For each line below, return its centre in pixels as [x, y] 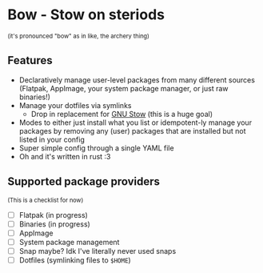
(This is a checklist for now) [46, 200]
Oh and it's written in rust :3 [65, 156]
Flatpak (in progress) [54, 215]
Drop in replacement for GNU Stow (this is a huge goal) [122, 114]
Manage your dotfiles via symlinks [75, 105]
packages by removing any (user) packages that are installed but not [132, 130]
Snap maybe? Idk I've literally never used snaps [98, 251]
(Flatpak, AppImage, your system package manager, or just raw [124, 88]
